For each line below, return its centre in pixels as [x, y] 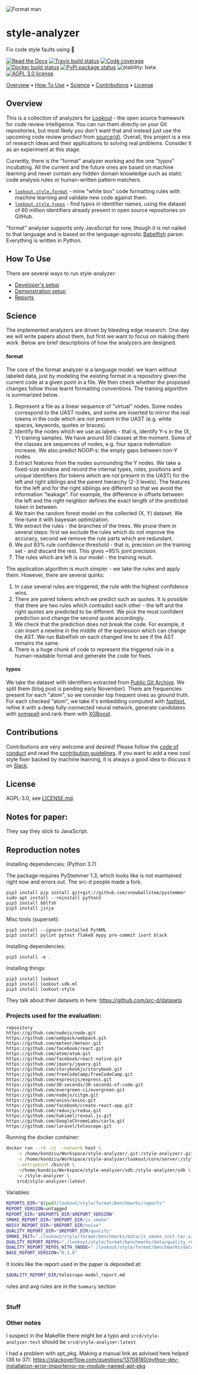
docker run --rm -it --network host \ [54, 1148]
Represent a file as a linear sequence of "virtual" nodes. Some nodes [98, 406]
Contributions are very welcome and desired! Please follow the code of [92, 747]
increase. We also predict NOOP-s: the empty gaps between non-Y [96, 450]
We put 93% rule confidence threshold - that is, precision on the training [103, 544]
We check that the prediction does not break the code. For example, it [99, 624]
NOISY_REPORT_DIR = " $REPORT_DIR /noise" [54, 1225]
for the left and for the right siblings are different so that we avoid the [98, 488]
